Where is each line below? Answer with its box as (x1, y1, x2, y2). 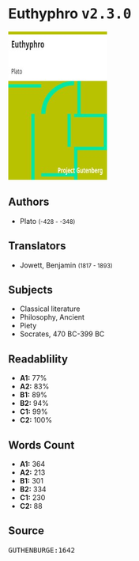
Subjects (8, 282, 53, 297)
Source (8, 524, 45, 538)
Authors (8, 195, 50, 209)
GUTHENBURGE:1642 (8, 545, 75, 555)
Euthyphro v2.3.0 (8, 5, 132, 23)
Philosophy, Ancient (19, 313, 85, 322)
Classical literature (19, 304, 81, 313)
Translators (8, 239, 66, 253)
